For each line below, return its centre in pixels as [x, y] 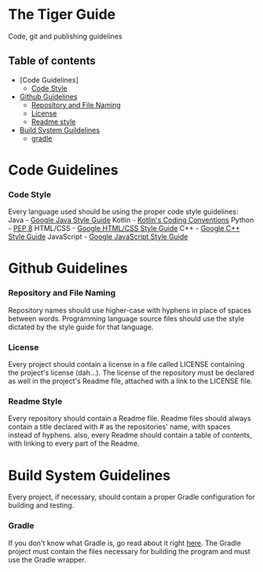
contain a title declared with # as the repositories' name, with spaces [119, 427]
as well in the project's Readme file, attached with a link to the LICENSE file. [130, 381]
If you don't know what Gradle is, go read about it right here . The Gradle [125, 543]
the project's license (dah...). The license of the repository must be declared [131, 373]
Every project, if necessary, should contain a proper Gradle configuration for [131, 497]
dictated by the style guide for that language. [81, 327]
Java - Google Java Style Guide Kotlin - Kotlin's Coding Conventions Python [131, 220]
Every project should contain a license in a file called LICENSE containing [126, 365]
